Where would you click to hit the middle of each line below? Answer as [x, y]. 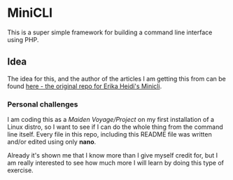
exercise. [20, 170]
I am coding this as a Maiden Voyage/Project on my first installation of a [111, 120]
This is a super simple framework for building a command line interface [110, 32]
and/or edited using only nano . [52, 142]
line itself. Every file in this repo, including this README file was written [110, 134]
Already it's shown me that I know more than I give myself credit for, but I [113, 155]
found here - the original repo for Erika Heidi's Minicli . [85, 86]
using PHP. [23, 39]
